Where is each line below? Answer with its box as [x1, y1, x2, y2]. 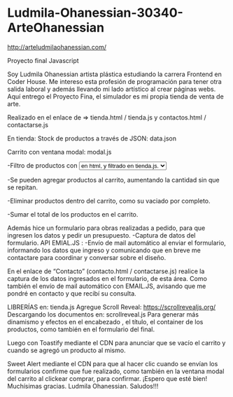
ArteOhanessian [7, 20, 105, 36]
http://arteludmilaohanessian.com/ [7, 43, 107, 51]
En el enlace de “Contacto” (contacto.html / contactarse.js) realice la [7, 267, 205, 275]
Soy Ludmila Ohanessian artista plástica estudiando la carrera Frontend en [7, 70, 223, 78]
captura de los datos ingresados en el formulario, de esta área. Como [7, 274, 208, 282]
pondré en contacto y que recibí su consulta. [7, 289, 136, 298]
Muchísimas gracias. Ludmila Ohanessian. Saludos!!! [7, 382, 159, 390]
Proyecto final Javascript [7, 56, 79, 64]
